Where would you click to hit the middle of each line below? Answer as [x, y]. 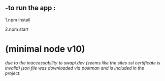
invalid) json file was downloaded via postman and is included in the [75, 68]
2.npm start [17, 29]
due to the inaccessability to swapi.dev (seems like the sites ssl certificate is [83, 62]
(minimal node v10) [45, 49]
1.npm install [18, 20]
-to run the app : [30, 8]
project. [13, 73]
